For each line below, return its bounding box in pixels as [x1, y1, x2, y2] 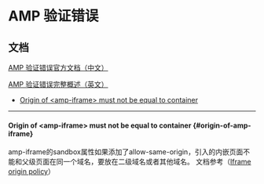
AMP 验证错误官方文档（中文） [8, 63, 108, 72]
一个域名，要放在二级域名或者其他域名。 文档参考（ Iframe [62, 157, 251, 167]
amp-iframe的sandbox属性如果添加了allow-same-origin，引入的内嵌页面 [8, 147, 244, 157]
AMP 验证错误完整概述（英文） [8, 80, 108, 88]
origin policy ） [8, 167, 55, 176]
